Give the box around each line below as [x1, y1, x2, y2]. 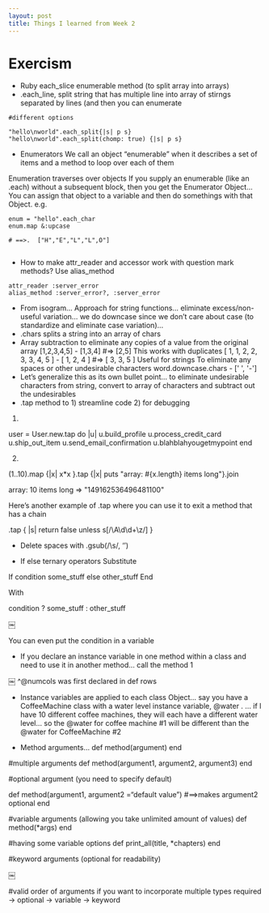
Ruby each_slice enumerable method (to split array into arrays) [19, 81, 230, 91]
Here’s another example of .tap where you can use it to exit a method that [8, 501, 253, 510]
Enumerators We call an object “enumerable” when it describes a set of [19, 149, 258, 159]
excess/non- [212, 303, 254, 313]
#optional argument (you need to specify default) [8, 774, 172, 784]
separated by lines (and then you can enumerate [19, 98, 183, 108]
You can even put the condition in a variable [8, 636, 155, 646]
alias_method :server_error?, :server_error [8, 289, 161, 297]
